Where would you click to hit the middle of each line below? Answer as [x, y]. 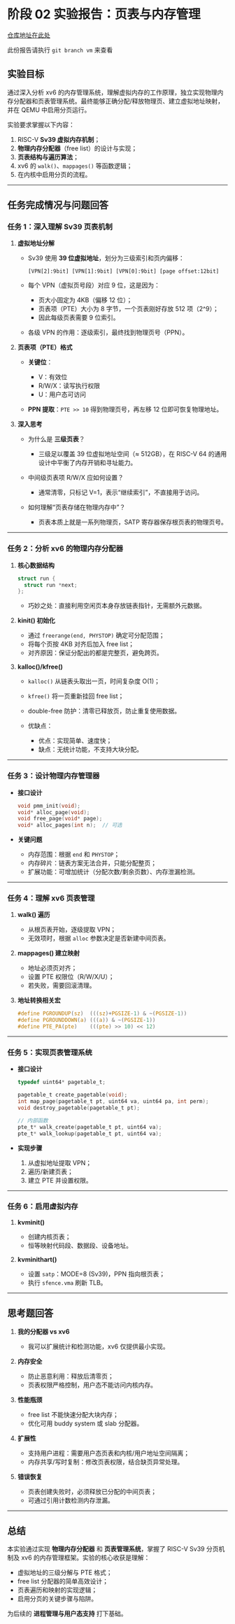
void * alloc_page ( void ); [54, 812]
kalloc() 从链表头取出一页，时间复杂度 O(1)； [94, 681]
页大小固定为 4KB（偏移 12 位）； [85, 300]
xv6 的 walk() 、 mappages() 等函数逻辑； [75, 166]
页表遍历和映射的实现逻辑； [57, 1590]
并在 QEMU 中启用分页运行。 [49, 110]
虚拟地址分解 [36, 243]
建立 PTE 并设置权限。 [60, 1180]
